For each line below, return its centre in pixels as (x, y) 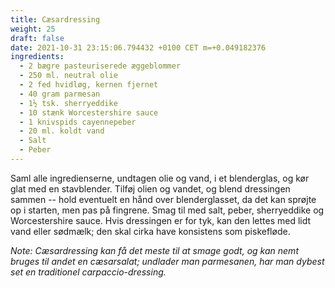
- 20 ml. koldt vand (62, 131)
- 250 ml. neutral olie (68, 76)
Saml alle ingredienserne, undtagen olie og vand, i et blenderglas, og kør (160, 178)
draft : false (37, 38)
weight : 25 (33, 29)
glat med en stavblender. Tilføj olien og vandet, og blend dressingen (150, 188)
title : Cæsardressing (55, 19)
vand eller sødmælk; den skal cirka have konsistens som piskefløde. (150, 231)
